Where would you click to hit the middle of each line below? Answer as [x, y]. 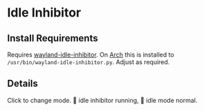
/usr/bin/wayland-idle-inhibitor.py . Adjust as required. [89, 62]
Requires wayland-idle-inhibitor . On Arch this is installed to [91, 54]
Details [22, 84]
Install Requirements [53, 38]
